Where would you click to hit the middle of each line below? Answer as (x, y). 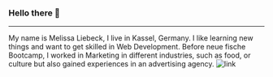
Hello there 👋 (35, 13)
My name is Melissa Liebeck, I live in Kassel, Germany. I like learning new (131, 38)
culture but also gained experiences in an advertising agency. (111, 64)
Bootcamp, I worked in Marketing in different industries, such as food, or (130, 55)
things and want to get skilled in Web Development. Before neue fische (127, 47)
